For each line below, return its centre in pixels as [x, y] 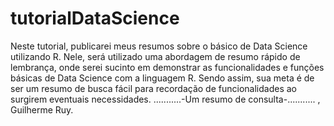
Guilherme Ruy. [42, 109]
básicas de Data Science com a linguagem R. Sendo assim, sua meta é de [162, 78]
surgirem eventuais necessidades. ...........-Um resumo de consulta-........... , [165, 99]
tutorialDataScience [95, 18]
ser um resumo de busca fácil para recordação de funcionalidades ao [153, 88]
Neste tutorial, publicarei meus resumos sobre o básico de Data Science [159, 46]
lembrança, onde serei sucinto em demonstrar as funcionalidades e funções [167, 67]
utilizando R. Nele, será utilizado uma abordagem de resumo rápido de [155, 56]
